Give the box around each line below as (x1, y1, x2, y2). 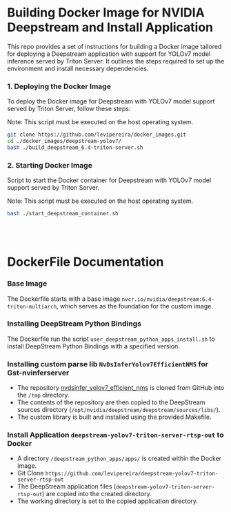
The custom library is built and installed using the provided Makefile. (17, 413, 212, 422)
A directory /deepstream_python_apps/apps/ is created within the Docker (17, 454, 222, 463)
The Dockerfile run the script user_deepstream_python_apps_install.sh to (7, 335, 215, 343)
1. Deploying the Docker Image (7, 81, 112, 91)
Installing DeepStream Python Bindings (7, 319, 141, 328)
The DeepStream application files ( (17, 482, 117, 491)
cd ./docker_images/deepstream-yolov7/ (7, 138, 122, 145)
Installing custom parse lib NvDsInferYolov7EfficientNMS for (7, 359, 209, 368)
